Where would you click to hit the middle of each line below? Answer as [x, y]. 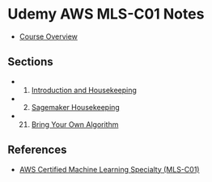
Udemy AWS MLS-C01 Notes [106, 14]
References [37, 150]
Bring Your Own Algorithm [75, 124]
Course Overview [49, 36]
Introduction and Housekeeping [84, 90]
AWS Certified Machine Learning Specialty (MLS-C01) [109, 169]
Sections [30, 62]
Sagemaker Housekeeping [76, 107]
